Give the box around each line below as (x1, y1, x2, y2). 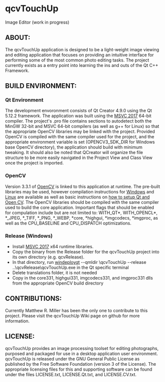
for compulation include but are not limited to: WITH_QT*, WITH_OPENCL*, (5, 210, 158, 216)
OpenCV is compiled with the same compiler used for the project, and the (5, 134, 154, 140)
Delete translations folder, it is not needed (12, 270, 98, 276)
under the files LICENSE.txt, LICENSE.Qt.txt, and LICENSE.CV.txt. (5, 371, 137, 377)
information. (5, 318, 30, 324)
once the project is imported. (5, 160, 64, 166)
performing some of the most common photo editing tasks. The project (5, 57, 149, 63)
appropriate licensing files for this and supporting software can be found (5, 366, 153, 372)
